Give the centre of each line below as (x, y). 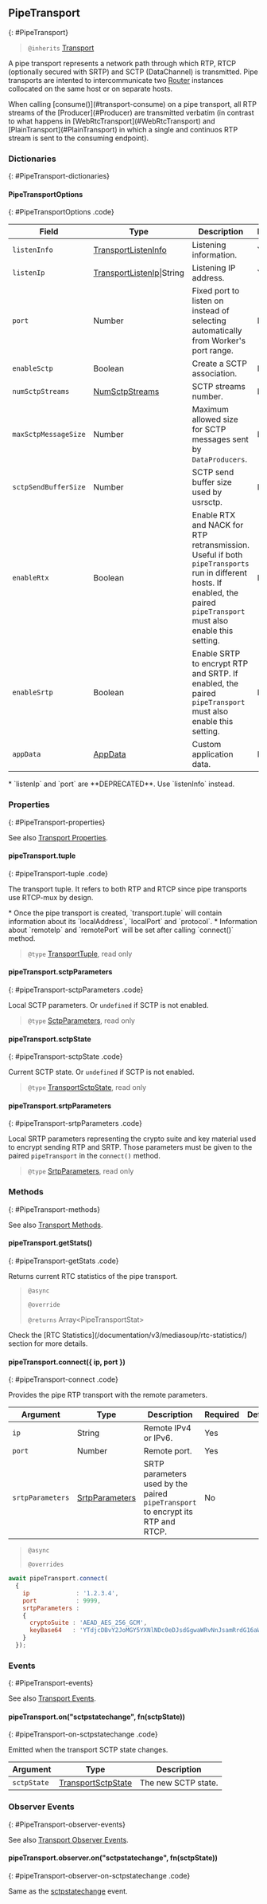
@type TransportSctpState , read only (87, 1088)
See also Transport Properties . (58, 837)
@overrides (46, 1565)
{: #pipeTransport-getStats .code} (64, 1261)
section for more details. (48, 1343)
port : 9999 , (62, 1601)
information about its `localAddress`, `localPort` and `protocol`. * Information (133, 921)
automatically (217, 331)
